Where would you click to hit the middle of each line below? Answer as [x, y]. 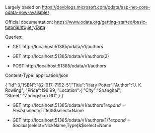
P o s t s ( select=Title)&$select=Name [48, 110]
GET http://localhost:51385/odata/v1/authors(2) [61, 56]
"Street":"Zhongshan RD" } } [34, 96]
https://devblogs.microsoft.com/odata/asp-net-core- [96, 7]
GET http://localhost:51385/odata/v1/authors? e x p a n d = [69, 105]
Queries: [14, 37]
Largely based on [23, 7]
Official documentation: [29, 22]
